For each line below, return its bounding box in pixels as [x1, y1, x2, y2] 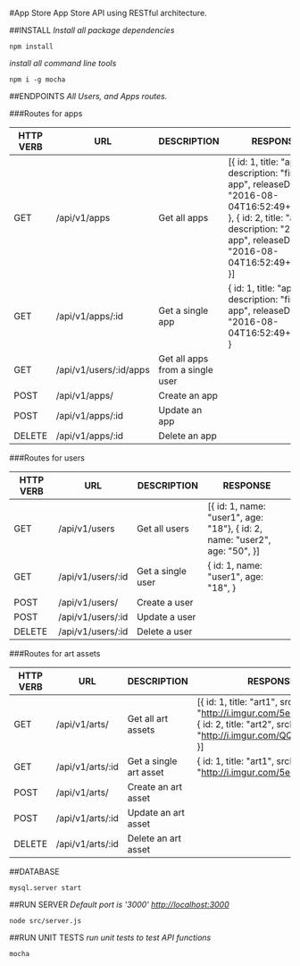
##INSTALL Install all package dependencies [9, 25, 175, 35]
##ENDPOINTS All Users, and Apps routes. [9, 91, 168, 101]
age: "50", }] [207, 545, 261, 557]
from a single [158, 364, 213, 376]
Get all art [127, 713, 168, 724]
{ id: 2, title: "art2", [196, 718, 275, 730]
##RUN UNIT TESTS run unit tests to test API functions [9, 932, 212, 943]
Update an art [127, 807, 186, 818]
